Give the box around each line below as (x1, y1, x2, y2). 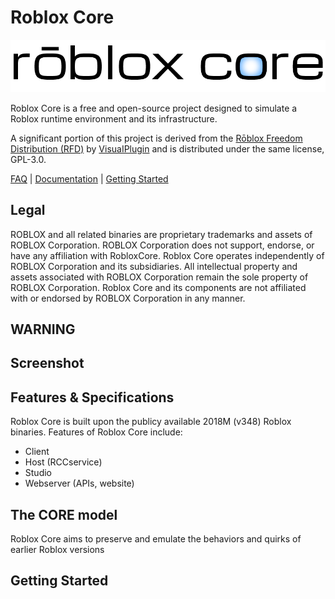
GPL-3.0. (10, 153, 47, 165)
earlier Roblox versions (10, 544, 105, 556)
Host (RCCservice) (24, 456, 103, 468)
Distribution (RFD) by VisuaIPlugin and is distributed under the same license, (10, 142, 325, 155)
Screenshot (10, 355, 85, 372)
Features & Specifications (10, 389, 175, 406)
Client (24, 446, 50, 458)
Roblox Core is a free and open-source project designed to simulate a (10, 102, 298, 114)
